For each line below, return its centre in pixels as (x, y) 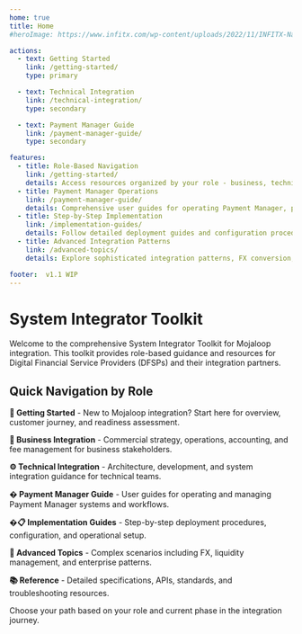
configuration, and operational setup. (78, 535)
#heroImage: (31, 34)
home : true (30, 18)
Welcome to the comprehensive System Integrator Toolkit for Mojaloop (140, 344)
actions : (26, 50)
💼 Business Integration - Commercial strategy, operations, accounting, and (149, 440)
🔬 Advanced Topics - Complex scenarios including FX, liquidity (127, 553)
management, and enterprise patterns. (81, 562)
